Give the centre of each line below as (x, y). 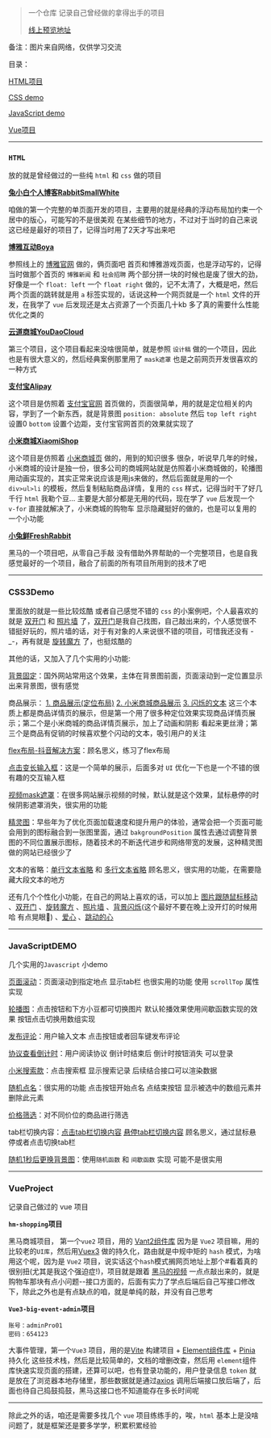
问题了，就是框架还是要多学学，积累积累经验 (83, 1426)
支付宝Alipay (30, 386)
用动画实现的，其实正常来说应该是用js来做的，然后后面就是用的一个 (121, 478)
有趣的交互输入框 (37, 777)
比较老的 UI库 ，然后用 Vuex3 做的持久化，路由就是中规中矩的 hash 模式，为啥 (135, 1251)
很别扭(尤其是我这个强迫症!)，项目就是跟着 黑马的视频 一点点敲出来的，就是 (134, 1272)
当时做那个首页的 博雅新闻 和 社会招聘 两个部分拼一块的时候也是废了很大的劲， (135, 275)
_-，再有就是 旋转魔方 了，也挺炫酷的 (70, 641)
